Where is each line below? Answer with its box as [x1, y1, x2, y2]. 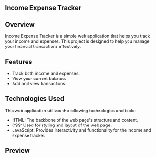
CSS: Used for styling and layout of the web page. [12, 122, 112, 128]
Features [5, 58, 32, 66]
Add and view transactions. [12, 81, 67, 87]
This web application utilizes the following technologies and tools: [5, 108, 136, 113]
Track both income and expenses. [12, 70, 80, 77]
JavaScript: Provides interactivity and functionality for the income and [12, 127, 151, 133]
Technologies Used [5, 95, 64, 103]
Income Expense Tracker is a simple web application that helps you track [5, 33, 150, 39]
